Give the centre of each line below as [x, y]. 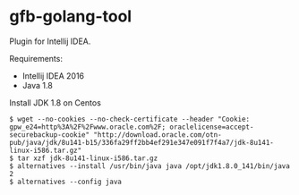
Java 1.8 [38, 85]
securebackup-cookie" [50, 135]
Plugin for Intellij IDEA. [50, 41]
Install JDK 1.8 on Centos [55, 102]
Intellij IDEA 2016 [53, 76]
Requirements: [36, 58]
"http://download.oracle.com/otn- [158, 135]
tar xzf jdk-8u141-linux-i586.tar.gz [88, 158]
